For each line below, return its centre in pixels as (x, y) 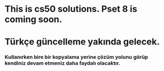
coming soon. (33, 19)
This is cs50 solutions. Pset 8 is (71, 9)
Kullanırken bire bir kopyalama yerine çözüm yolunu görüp (76, 57)
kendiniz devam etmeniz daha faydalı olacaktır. (62, 63)
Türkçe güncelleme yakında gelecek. (82, 42)
